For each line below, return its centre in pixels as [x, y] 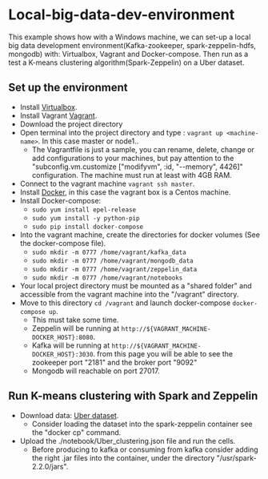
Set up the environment [68, 88]
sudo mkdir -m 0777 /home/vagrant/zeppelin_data [114, 269]
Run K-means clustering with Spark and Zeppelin [133, 396]
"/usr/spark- [237, 457]
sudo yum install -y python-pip [86, 218]
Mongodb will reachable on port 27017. [96, 371]
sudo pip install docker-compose [88, 227]
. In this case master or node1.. [88, 141]
